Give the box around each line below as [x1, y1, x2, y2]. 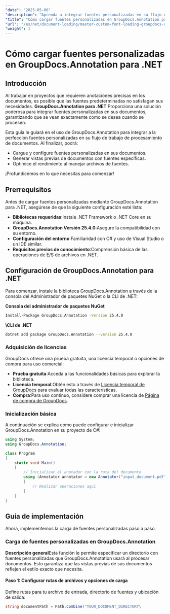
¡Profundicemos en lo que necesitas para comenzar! [5, 170, 115, 177]
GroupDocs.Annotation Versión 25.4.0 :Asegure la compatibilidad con [12, 224, 160, 231]
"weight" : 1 [5, 26, 30, 31]
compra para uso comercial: [5, 361, 64, 367]
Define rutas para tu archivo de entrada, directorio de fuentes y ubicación [5, 589, 159, 595]
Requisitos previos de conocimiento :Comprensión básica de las [12, 246, 148, 252]
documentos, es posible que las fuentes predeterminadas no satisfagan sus [5, 98, 163, 104]
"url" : [5, 21, 19, 27]
